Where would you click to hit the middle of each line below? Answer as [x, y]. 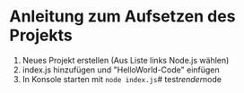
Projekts [41, 35]
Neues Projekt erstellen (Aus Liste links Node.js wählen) [126, 60]
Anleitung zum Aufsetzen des [122, 17]
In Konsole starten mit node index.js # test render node [122, 79]
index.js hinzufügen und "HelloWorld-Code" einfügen [121, 70]
